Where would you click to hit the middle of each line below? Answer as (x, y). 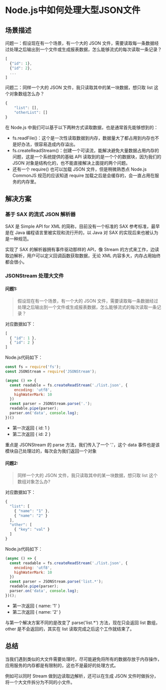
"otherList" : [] (31, 113)
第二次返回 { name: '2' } (37, 612)
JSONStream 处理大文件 (35, 276)
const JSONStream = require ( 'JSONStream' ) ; (51, 372)
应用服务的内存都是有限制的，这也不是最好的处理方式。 (62, 665)
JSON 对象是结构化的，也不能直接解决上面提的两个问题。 (71, 163)
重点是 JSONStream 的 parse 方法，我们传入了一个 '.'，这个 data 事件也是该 (83, 444)
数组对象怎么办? (34, 482)
